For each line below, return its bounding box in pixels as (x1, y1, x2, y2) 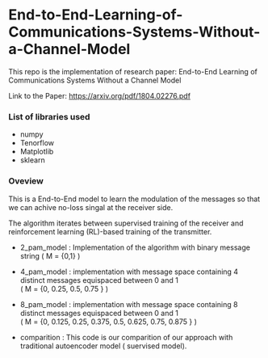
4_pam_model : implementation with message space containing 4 (19, 267, 239, 276)
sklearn (19, 155, 46, 165)
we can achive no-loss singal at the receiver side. (8, 202, 174, 212)
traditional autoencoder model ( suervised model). (19, 341, 187, 351)
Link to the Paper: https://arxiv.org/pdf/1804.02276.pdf (8, 91, 191, 100)
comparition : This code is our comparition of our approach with (19, 332, 233, 342)
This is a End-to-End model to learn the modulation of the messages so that (8, 194, 261, 204)
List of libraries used (8, 111, 90, 122)
